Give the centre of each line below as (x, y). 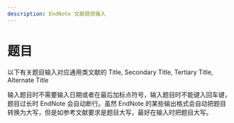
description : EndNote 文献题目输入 (57, 14)
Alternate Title (28, 80)
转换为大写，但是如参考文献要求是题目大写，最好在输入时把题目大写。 (110, 112)
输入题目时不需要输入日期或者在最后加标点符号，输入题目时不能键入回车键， (119, 94)
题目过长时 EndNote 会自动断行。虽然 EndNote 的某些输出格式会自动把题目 (117, 103)
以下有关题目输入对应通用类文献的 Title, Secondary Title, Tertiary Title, (110, 72)
